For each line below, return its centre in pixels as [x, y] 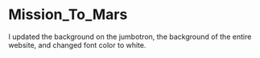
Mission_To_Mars [68, 15]
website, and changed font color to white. [77, 44]
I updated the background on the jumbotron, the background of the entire [130, 37]
